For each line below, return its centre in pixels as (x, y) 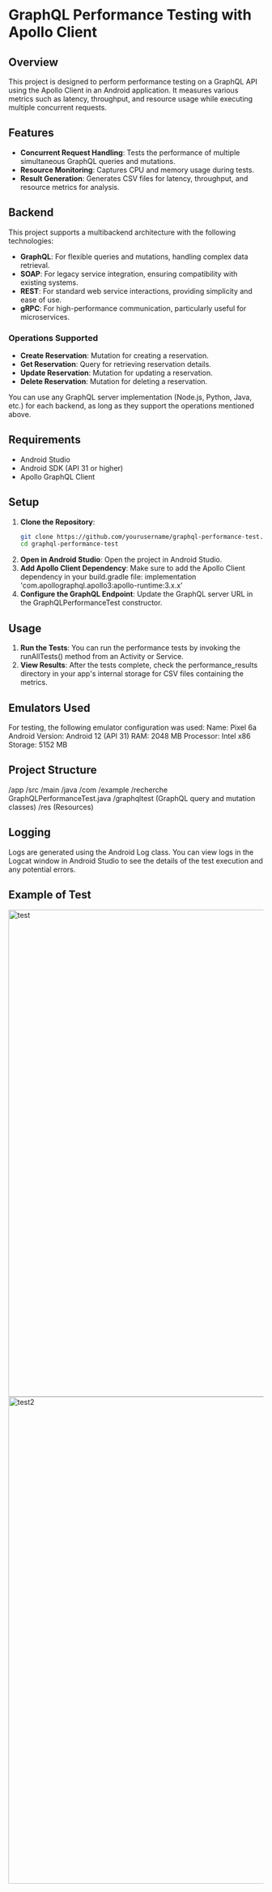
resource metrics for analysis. (70, 187)
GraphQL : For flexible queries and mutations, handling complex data (134, 256)
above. (20, 414)
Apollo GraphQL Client (57, 476)
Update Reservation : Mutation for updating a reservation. (116, 373)
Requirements (45, 440)
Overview (34, 62)
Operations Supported (53, 338)
